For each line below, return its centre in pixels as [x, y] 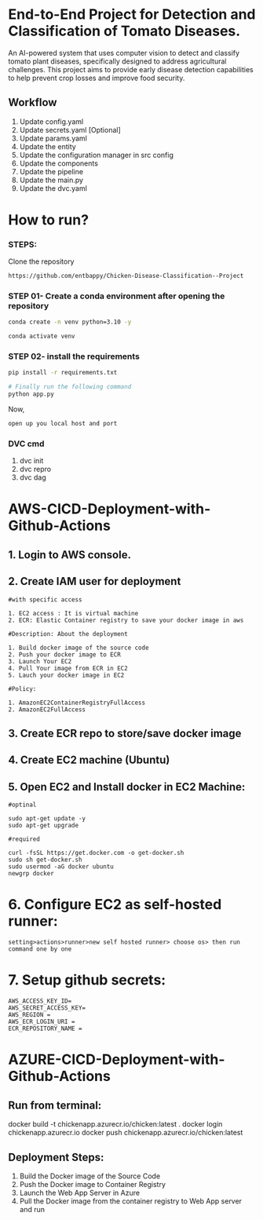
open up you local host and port [63, 424]
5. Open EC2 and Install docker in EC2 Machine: [127, 787]
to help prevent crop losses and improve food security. [97, 78]
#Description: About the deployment [68, 634]
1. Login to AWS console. [70, 555]
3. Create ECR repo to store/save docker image [125, 734]
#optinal [22, 805]
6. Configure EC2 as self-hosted [115, 905]
